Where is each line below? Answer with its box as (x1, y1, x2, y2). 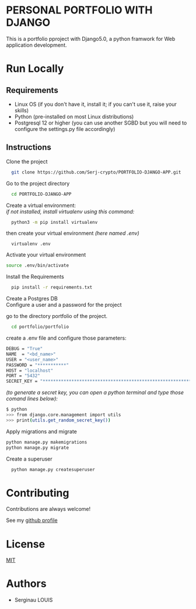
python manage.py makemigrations (6, 439, 87, 445)
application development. (6, 41, 67, 49)
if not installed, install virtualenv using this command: (6, 208, 135, 215)
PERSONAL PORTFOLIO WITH (6, 4, 153, 17)
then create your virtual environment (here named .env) (6, 230, 139, 237)
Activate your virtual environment (6, 251, 86, 258)
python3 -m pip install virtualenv (11, 219, 98, 225)
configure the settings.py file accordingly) (14, 125, 116, 132)
